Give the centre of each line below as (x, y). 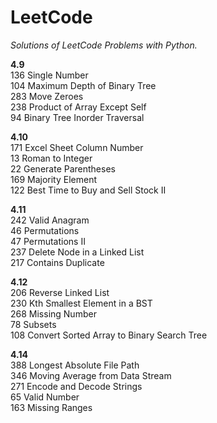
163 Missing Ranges (51, 407)
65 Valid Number (45, 397)
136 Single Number (49, 75)
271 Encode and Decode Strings (76, 386)
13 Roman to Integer (51, 158)
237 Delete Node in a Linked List (77, 252)
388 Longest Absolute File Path (75, 365)
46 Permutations (45, 230)
